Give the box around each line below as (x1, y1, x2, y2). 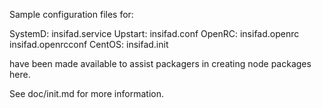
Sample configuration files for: (9, 9, 134, 20)
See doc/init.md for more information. (9, 88, 164, 99)
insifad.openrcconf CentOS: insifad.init (9, 39, 169, 50)
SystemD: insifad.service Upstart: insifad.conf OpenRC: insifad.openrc (9, 28, 300, 39)
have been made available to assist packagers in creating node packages (9, 58, 312, 69)
